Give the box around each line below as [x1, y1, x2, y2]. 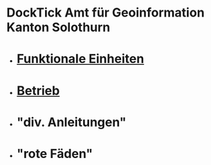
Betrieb [16, 83, 60, 98]
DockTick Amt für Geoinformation [6, 5, 205, 21]
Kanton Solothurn [6, 19, 111, 35]
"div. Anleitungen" [16, 114, 127, 130]
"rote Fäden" [16, 146, 93, 162]
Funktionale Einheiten [16, 51, 145, 67]
